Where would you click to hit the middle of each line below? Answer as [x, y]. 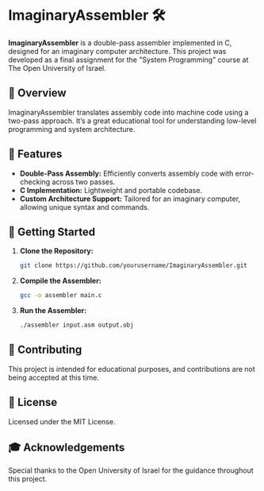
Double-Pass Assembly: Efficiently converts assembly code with [126, 173]
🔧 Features [35, 155]
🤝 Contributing [45, 350]
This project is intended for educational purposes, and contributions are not [132, 369]
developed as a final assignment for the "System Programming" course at [128, 60]
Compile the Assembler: [60, 281]
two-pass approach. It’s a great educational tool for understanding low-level [132, 121]
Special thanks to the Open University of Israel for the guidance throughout [131, 470]
